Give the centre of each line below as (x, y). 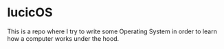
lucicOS (30, 13)
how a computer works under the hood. (63, 38)
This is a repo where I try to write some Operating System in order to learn (112, 31)
